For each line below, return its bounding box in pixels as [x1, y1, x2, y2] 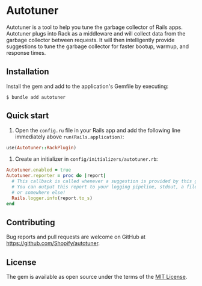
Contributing [6, 217, 55, 228]
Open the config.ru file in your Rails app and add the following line [14, 126, 181, 134]
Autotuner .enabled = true [6, 167, 71, 173]
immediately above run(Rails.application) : [14, 133, 124, 140]
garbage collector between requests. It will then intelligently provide [6, 36, 175, 43]
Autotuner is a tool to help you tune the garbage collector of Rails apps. [6, 23, 183, 31]
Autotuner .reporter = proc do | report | [6, 173, 106, 179]
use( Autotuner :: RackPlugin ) [6, 145, 77, 151]
